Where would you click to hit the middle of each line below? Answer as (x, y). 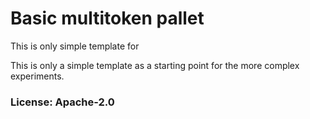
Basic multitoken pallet (107, 18)
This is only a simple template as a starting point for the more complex (155, 65)
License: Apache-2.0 (62, 102)
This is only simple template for (75, 46)
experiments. (37, 76)
